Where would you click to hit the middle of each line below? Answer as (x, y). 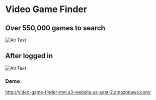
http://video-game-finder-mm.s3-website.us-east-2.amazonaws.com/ (78, 92)
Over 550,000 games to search (55, 28)
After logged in (29, 56)
